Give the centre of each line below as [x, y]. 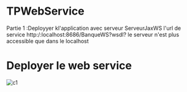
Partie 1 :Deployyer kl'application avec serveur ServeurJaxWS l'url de [94, 28]
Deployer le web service [69, 66]
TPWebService [45, 11]
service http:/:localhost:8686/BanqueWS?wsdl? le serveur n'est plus [93, 34]
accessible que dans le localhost [48, 41]
